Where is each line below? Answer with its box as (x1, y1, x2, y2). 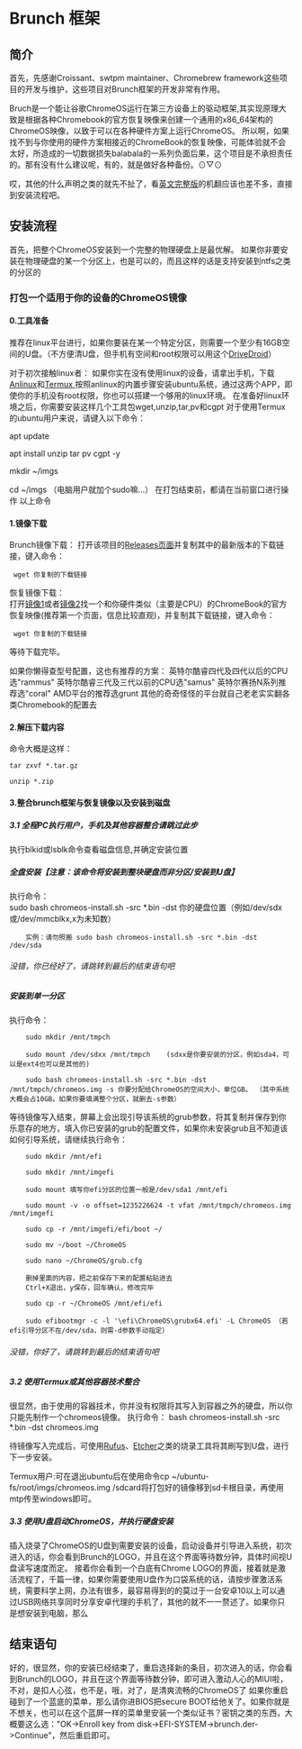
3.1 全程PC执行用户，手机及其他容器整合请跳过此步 (9, 819, 198, 830)
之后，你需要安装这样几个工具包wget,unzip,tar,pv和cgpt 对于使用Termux (16, 401, 286, 412)
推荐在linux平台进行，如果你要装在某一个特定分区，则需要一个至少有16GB (9, 337, 282, 348)
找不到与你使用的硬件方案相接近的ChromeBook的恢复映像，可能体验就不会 (9, 137, 286, 147)
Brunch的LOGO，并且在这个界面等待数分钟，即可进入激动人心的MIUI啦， (16, 1673, 289, 1684)
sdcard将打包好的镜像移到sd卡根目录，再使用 (115, 1482, 285, 1493)
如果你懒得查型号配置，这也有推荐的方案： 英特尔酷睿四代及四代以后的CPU (9, 666, 289, 677)
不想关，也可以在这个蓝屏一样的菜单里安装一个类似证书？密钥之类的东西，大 (9, 1707, 293, 1717)
